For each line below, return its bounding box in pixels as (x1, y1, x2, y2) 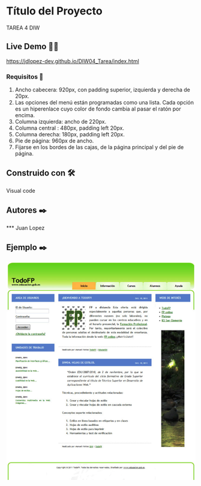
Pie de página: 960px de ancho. (14, 137, 94, 145)
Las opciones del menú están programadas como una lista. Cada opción (14, 99, 194, 106)
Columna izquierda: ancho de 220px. (14, 118, 107, 126)
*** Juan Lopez (6, 224, 45, 231)
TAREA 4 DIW (6, 24, 40, 31)
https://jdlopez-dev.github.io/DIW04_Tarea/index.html (6, 57, 139, 64)
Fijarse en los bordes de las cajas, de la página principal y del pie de (14, 144, 184, 151)
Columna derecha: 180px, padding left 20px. (14, 131, 125, 138)
